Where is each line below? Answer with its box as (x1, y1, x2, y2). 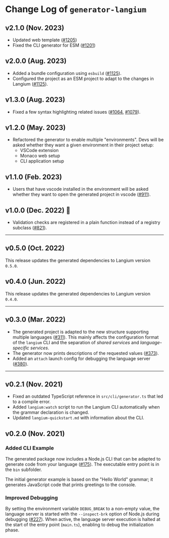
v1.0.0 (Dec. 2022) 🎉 (5, 206, 70, 214)
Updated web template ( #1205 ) (12, 37, 77, 43)
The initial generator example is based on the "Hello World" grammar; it (5, 477, 153, 482)
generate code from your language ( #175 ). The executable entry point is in (5, 462, 159, 467)
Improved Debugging (5, 494, 58, 501)
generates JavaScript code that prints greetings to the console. (5, 482, 137, 488)
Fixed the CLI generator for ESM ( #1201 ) (12, 42, 96, 48)
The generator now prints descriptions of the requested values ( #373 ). (12, 350, 159, 356)
